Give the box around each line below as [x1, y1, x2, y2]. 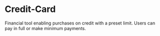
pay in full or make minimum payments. [5, 25, 87, 31]
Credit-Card [5, 3, 56, 15]
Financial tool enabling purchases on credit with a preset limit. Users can [5, 20, 155, 26]
